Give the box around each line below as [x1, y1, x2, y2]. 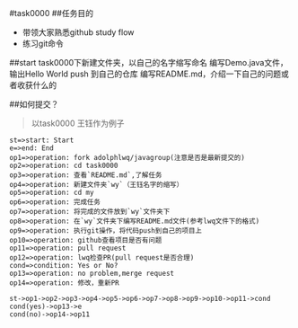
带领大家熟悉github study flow [22, 27, 135, 38]
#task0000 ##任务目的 [9, 8, 94, 18]
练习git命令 [22, 39, 65, 49]
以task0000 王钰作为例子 [31, 118, 125, 129]
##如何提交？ [9, 99, 59, 110]
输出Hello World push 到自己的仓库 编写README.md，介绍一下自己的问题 [9, 68, 282, 79]
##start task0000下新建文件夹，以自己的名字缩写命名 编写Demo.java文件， [9, 58, 289, 67]
